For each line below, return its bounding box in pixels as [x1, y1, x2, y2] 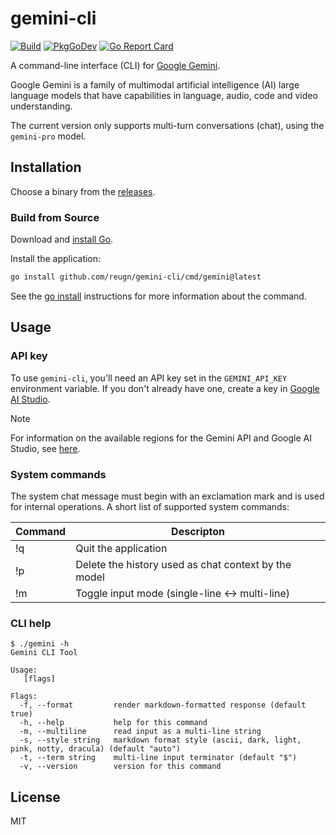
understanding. [10, 100, 73, 112]
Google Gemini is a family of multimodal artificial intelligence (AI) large [10, 78, 300, 91]
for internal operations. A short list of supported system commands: [10, 500, 290, 512]
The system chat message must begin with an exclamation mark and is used [10, 490, 325, 502]
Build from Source [10, 210, 100, 224]
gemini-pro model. [10, 130, 87, 142]
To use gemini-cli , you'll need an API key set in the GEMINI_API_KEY [10, 372, 288, 384]
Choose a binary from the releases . [10, 185, 156, 197]
